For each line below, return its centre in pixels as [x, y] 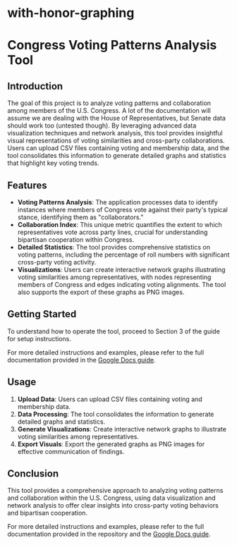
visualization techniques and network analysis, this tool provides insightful [115, 133]
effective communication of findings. [71, 451]
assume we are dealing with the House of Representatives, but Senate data [116, 118]
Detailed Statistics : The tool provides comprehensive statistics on [114, 247]
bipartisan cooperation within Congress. [76, 240]
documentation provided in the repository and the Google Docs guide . [109, 534]
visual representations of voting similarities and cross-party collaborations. [116, 141]
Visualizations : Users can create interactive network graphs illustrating [121, 270]
